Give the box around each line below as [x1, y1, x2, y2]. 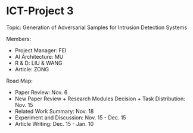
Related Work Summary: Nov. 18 [14, 107, 94, 115]
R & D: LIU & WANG [14, 59, 63, 66]
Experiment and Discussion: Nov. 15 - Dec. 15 [14, 114, 126, 121]
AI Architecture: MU [14, 53, 64, 60]
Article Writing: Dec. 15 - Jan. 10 [14, 120, 94, 127]
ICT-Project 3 [6, 4, 74, 18]
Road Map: [6, 77, 33, 84]
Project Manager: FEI [14, 46, 67, 54]
